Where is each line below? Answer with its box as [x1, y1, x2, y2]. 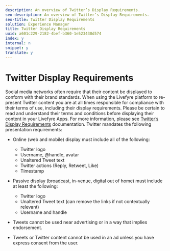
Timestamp [20, 168, 44, 174]
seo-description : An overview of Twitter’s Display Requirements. [5, 12, 150, 17]
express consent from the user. [12, 240, 79, 246]
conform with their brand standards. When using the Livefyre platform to [5, 94, 158, 100]
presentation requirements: [5, 127, 62, 133]
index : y [5, 36, 24, 41]
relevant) [20, 204, 39, 210]
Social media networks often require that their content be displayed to [5, 89, 152, 95]
